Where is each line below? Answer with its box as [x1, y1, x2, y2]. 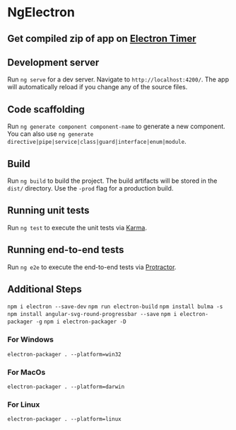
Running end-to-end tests [7, 244, 124, 256]
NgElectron [7, 4, 76, 21]
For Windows [7, 334, 54, 344]
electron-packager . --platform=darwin [7, 383, 125, 390]
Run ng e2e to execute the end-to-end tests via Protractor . [7, 263, 177, 271]
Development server [7, 56, 100, 68]
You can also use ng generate [7, 130, 94, 138]
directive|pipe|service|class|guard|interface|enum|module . [7, 137, 187, 146]
